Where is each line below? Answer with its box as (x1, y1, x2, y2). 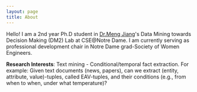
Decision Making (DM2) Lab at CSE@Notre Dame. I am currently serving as (6, 37, 189, 44)
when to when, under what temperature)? (6, 79, 108, 86)
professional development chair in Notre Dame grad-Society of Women (6, 42, 180, 50)
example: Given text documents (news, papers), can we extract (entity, (6, 67, 179, 74)
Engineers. (6, 49, 33, 56)
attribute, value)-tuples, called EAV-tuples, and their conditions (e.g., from (6, 73, 186, 80)
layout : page (6, 8, 38, 15)
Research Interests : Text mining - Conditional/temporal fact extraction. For (6, 60, 189, 68)
